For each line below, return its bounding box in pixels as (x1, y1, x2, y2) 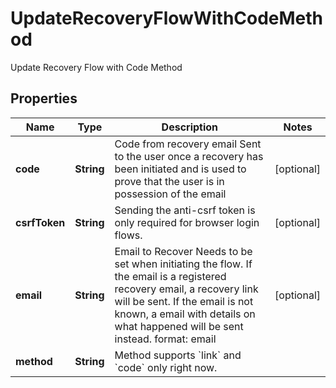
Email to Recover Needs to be (114, 244, 253, 258)
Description (161, 120, 219, 134)
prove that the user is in (114, 174, 225, 188)
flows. (114, 228, 143, 242)
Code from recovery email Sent (114, 137, 262, 151)
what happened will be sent (114, 319, 244, 333)
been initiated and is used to (114, 162, 247, 176)
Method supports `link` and (114, 348, 242, 362)
